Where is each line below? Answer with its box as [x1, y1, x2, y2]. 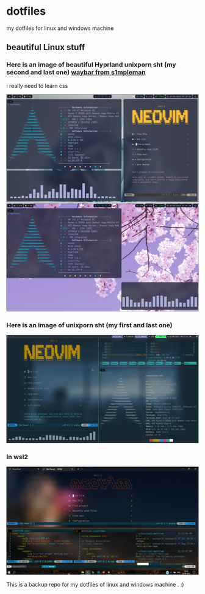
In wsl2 [6, 452, 29, 461]
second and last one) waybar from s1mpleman [6, 68, 146, 77]
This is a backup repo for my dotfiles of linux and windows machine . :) [6, 581, 184, 589]
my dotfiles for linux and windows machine [6, 24, 114, 32]
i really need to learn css [6, 82, 68, 89]
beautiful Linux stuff [6, 42, 85, 53]
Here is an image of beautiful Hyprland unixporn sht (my [6, 60, 176, 69]
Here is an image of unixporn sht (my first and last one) [6, 321, 173, 329]
